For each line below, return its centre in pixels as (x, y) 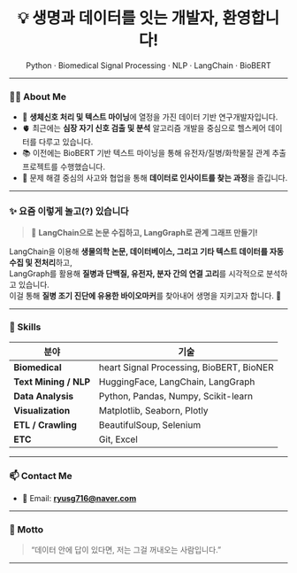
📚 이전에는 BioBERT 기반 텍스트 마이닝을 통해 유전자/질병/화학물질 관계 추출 (154, 153)
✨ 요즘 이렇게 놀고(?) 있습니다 (69, 212)
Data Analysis (43, 396)
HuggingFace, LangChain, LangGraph (177, 382)
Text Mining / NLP (52, 382)
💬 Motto (27, 530)
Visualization (42, 410)
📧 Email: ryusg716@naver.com (79, 499)
